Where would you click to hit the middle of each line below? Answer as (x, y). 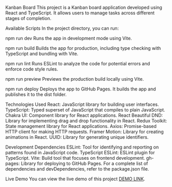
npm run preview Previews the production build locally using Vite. (75, 79)
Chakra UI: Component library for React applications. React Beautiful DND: (84, 115)
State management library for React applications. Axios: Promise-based (81, 126)
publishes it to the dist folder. (36, 94)
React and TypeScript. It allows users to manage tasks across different (80, 13)
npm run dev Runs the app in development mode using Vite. (69, 38)
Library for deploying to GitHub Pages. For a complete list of (84, 163)
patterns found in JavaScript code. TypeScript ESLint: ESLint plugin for (80, 153)
